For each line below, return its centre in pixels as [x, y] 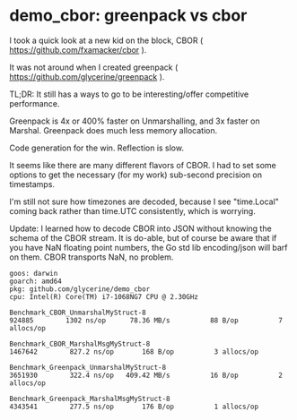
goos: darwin [34, 273]
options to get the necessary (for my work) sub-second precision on [136, 175]
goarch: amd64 [36, 281]
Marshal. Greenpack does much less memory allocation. [114, 130]
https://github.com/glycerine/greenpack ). [87, 76]
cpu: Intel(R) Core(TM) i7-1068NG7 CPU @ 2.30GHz [104, 296]
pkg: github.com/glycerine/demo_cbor [80, 289]
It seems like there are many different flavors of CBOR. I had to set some [143, 165]
